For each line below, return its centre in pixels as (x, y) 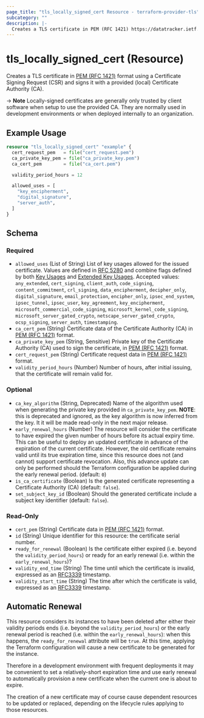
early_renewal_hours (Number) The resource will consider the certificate (106, 429)
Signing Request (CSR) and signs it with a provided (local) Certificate (93, 82)
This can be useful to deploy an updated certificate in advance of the (101, 442)
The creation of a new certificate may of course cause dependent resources (102, 697)
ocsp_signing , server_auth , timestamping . (66, 322)
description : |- (27, 23)
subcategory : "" (27, 18)
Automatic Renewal (44, 607)
